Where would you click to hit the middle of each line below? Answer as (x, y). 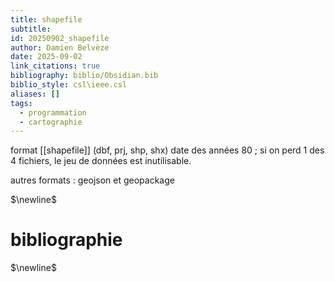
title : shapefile (46, 19)
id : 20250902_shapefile (60, 38)
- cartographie (51, 122)
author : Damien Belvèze (60, 47)
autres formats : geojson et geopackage (92, 180)
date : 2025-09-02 (46, 57)
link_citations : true (55, 66)
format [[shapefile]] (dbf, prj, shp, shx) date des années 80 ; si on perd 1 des (167, 150)
